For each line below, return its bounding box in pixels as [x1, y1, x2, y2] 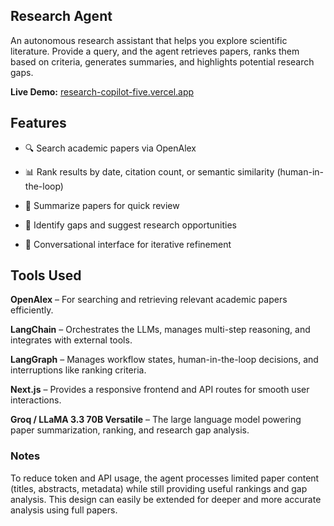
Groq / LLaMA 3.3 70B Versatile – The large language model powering [10, 414, 302, 426]
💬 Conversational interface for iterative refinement [24, 238, 232, 250]
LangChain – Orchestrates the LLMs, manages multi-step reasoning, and [10, 324, 311, 336]
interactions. [10, 394, 62, 406]
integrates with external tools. [10, 334, 133, 346]
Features [10, 115, 67, 132]
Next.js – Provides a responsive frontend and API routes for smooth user [10, 384, 310, 396]
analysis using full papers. [10, 504, 118, 516]
